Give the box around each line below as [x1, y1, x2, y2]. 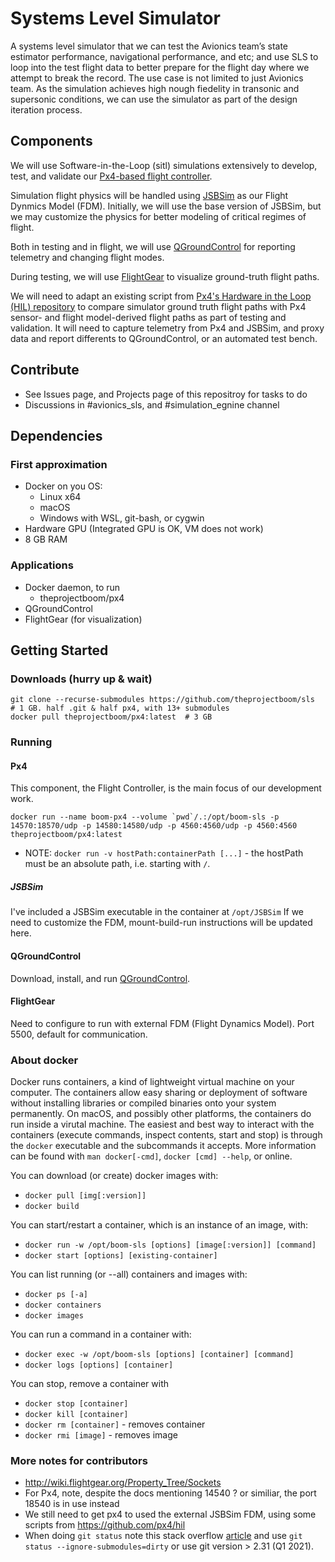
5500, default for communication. [10, 1028, 148, 1040]
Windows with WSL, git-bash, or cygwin [39, 512, 205, 524]
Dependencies [10, 427, 103, 444]
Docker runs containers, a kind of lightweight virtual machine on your [10, 1076, 295, 1088]
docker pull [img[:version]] [24, 1191, 147, 1201]
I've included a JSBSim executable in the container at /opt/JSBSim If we [10, 906, 304, 918]
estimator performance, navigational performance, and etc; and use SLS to [10, 50, 319, 62]
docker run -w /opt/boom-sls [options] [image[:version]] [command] [24, 1240, 317, 1251]
